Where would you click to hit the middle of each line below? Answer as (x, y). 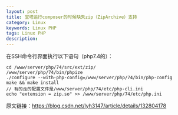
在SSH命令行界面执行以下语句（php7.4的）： (60, 56)
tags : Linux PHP (26, 33)
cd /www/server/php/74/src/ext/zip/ (51, 67)
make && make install (33, 83)
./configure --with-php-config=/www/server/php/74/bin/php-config (89, 77)
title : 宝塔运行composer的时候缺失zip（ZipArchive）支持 (72, 17)
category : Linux (26, 22)
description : (22, 39)
